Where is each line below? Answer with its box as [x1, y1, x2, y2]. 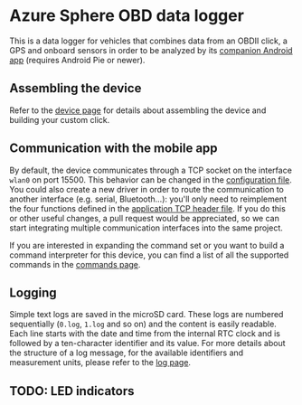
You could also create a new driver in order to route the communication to [9, 184, 285, 194]
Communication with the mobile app [9, 141, 219, 156]
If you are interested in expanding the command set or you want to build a [9, 240, 285, 250]
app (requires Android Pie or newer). [9, 54, 146, 65]
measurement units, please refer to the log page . [9, 357, 192, 368]
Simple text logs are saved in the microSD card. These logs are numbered [9, 309, 284, 320]
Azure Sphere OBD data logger [9, 5, 244, 26]
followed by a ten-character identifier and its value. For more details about [9, 338, 286, 349]
